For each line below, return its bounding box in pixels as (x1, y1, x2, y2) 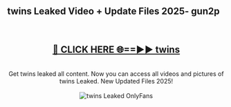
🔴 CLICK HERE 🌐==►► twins (52, 44, 181, 56)
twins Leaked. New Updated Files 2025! (59, 77, 174, 85)
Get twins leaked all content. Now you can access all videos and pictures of (8, 69, 224, 78)
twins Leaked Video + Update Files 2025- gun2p (7, 6, 220, 17)
